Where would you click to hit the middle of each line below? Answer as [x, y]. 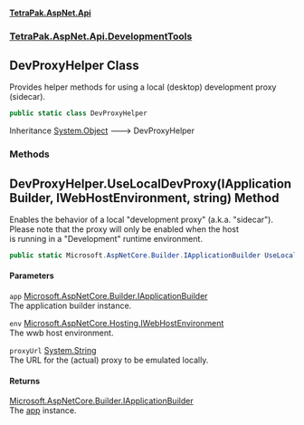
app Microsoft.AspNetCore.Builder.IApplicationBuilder [109, 296]
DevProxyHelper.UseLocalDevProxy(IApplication [151, 184]
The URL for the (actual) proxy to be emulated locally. [109, 360]
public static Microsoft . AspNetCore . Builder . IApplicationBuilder [135, 255]
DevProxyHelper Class [75, 65]
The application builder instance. [71, 306]
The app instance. [43, 411]
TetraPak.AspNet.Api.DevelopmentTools [101, 36]
